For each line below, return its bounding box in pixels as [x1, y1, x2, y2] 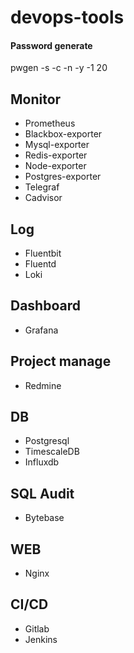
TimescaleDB [24, 446, 80, 458]
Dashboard [10, 297, 81, 315]
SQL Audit [10, 485, 75, 502]
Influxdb [24, 456, 60, 468]
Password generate [10, 39, 93, 51]
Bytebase [24, 512, 65, 524]
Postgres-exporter [24, 171, 102, 183]
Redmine [24, 379, 62, 391]
